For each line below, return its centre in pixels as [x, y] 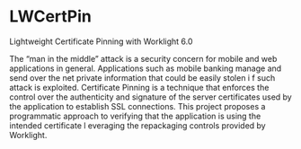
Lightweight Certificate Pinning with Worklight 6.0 [101, 41]
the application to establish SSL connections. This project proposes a [137, 106]
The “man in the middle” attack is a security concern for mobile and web [143, 58]
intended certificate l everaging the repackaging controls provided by [138, 125]
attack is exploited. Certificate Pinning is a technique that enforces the [139, 87]
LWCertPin [51, 17]
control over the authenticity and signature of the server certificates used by [150, 97]
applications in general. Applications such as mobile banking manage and [146, 68]
